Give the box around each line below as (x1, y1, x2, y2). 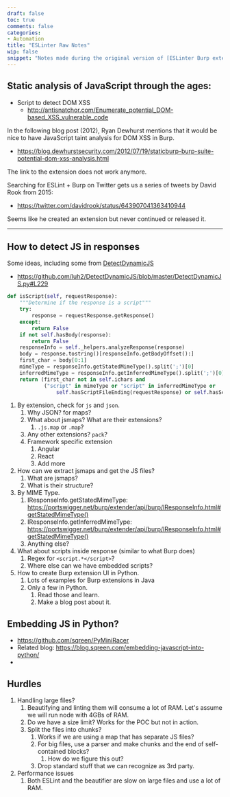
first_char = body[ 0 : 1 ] (19, 357, 88, 364)
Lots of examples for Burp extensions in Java (27, 576, 155, 584)
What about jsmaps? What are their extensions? (27, 416, 162, 424)
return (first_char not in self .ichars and (19, 376, 146, 383)
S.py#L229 (16, 279, 49, 288)
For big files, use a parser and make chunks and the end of (37, 740, 204, 748)
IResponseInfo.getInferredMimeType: (27, 518, 132, 526)
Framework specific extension (27, 437, 113, 446)
